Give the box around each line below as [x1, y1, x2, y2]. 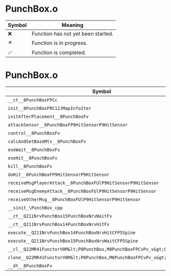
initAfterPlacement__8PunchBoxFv [8, 113, 89, 119]
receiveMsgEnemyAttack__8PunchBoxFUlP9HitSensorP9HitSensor [8, 188, 157, 194]
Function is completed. [31, 49, 87, 56]
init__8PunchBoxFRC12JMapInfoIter [8, 105, 92, 111]
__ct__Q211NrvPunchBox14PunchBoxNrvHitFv [8, 221, 110, 227]
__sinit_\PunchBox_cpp [8, 205, 63, 211]
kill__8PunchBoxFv [8, 163, 52, 169]
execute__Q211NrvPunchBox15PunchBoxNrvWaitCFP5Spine [8, 238, 138, 244]
